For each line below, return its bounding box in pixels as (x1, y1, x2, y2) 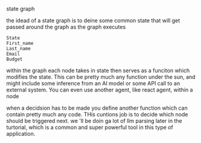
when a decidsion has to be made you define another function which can (6, 104, 188, 111)
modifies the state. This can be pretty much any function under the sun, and (6, 73, 196, 81)
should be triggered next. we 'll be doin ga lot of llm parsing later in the (6, 118, 182, 124)
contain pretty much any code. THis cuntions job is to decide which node (6, 111, 188, 118)
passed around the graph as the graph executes (6, 24, 126, 30)
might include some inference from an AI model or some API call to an (6, 80, 180, 87)
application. (6, 130, 36, 137)
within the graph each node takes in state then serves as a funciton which (6, 67, 190, 74)
